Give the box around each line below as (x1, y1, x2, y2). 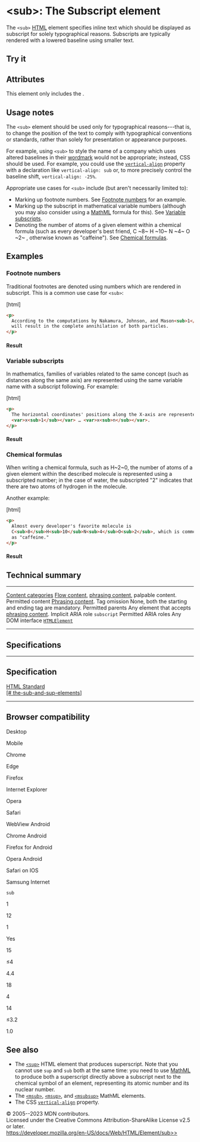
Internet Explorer (6, 786, 48, 793)
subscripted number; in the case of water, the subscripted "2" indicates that (6, 476, 193, 484)
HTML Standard (6, 682, 45, 690)
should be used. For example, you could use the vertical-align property (6, 160, 186, 167)
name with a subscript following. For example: (6, 383, 119, 390)
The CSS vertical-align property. (14, 1098, 99, 1106)
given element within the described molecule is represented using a (6, 470, 173, 478)
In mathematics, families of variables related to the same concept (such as (6, 370, 189, 377)
